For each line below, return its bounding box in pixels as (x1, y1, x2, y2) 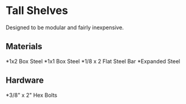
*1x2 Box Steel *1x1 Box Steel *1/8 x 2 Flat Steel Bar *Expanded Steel (5, 57, 181, 64)
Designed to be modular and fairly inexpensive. (5, 24, 124, 31)
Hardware (5, 75, 44, 86)
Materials (5, 41, 43, 52)
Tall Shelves (5, 4, 68, 18)
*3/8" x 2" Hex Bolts (5, 91, 58, 99)
